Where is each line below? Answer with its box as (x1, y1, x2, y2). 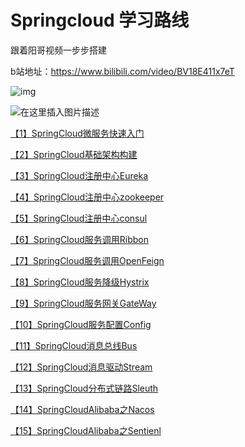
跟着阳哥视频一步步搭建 (10, 44, 107, 56)
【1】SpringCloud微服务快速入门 (10, 127, 145, 139)
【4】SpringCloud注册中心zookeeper (10, 191, 165, 203)
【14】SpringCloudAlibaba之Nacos (10, 403, 155, 415)
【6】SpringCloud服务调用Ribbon (10, 233, 149, 245)
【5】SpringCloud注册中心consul (10, 212, 148, 224)
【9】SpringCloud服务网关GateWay (10, 297, 157, 309)
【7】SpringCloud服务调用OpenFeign (10, 254, 165, 266)
